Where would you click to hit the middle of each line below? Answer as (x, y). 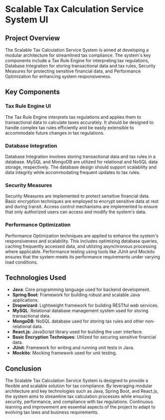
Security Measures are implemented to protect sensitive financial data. (78, 196)
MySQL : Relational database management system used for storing (80, 311)
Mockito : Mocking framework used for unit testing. (65, 353)
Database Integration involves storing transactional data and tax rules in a (80, 156)
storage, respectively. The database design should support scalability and (81, 167)
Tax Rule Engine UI (28, 106)
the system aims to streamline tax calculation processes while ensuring (78, 397)
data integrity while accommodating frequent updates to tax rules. (73, 172)
